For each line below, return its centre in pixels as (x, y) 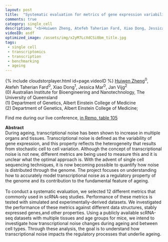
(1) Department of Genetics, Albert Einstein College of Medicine (70, 103)
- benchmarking (23, 61)
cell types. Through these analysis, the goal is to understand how (72, 229)
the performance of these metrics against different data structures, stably (81, 207)
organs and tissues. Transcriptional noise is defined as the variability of (78, 138)
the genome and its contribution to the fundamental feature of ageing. (77, 181)
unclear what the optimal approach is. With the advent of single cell (74, 160)
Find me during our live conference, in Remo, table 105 (61, 118)
